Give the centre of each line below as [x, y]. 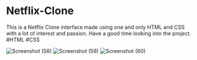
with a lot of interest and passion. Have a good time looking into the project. [99, 33]
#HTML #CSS [23, 39]
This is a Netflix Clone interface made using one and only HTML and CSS [96, 27]
